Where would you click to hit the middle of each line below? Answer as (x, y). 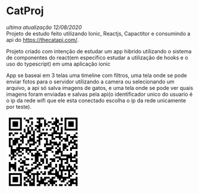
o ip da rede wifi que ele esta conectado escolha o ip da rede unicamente (96, 100)
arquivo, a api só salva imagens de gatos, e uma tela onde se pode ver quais (100, 88)
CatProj (25, 11)
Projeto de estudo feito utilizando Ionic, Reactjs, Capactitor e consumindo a (98, 33)
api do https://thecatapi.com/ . (42, 40)
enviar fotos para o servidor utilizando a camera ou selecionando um (90, 82)
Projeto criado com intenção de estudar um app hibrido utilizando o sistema (99, 51)
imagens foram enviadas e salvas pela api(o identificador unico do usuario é (99, 94)
